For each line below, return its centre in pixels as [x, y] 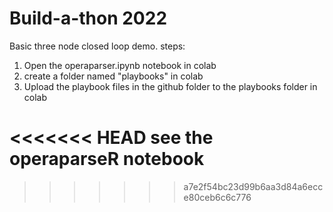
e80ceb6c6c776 [217, 197]
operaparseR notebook [107, 159]
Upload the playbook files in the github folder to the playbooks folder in [170, 86]
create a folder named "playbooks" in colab [113, 76]
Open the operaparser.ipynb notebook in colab [120, 65]
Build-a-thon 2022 [88, 18]
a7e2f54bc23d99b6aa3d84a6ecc [253, 186]
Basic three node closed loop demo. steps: [97, 46]
